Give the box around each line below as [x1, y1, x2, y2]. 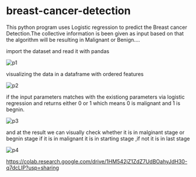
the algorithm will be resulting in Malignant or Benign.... [6, 36, 141, 43]
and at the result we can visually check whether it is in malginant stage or [6, 129, 185, 136]
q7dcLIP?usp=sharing [6, 164, 59, 171]
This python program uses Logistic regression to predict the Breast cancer [6, 24, 188, 31]
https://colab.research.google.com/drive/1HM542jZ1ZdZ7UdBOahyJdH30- [6, 158, 188, 165]
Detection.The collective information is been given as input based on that [6, 29, 184, 37]
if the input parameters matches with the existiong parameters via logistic [6, 93, 185, 100]
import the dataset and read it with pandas [6, 47, 110, 54]
